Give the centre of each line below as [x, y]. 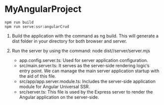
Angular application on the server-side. [59, 97]
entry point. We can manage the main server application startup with [89, 71]
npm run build [19, 22]
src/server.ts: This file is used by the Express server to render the [86, 92]
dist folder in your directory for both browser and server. [69, 41]
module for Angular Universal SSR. [55, 86]
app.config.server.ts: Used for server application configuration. [83, 60]
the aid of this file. [38, 76]
